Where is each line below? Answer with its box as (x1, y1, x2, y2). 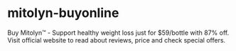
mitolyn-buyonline (7, 5, 119, 21)
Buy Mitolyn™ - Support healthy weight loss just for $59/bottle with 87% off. (7, 28, 230, 37)
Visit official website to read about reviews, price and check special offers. (7, 35, 226, 44)
